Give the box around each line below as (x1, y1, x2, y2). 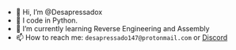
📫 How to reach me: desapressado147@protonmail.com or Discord (15, 33, 228, 42)
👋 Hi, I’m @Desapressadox (15, 8, 103, 16)
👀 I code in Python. (15, 16, 78, 25)
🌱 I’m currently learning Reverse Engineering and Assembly (15, 24, 210, 33)
